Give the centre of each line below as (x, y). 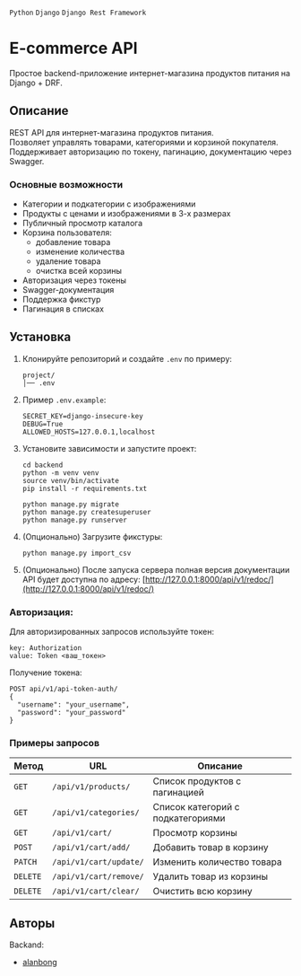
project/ (39, 375)
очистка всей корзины (79, 271)
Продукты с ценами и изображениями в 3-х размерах (126, 214)
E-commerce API (73, 48)
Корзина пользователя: (67, 233)
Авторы (32, 923)
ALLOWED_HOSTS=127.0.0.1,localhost (89, 432)
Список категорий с (196, 807)
